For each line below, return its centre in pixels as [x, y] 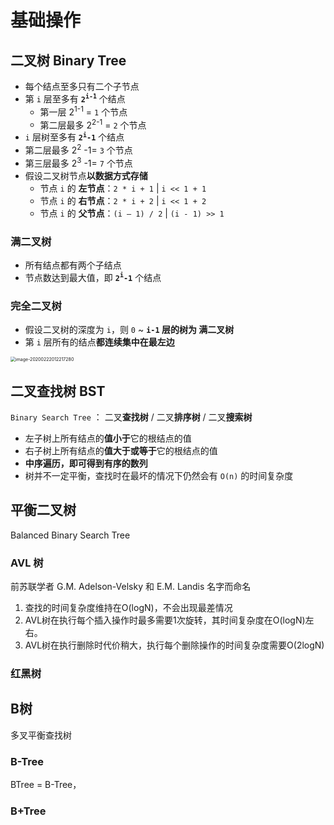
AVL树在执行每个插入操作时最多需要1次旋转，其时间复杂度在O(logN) [165, 620]
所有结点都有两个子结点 [73, 265]
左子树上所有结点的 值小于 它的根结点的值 [108, 438]
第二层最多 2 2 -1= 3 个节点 [78, 149]
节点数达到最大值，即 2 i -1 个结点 [93, 277]
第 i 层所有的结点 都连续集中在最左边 [99, 342]
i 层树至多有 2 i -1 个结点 [74, 137]
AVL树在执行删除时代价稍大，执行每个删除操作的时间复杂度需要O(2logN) [174, 645]
